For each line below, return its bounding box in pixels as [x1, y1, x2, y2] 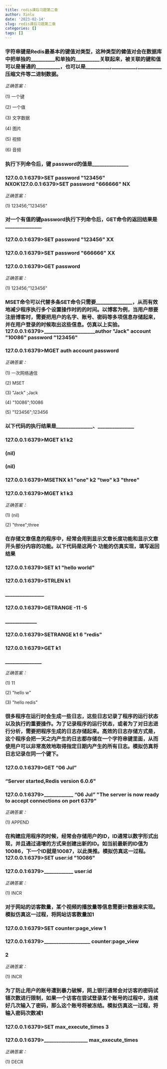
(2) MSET [5, 380, 25, 386]
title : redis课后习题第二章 [5, 7, 58, 13]
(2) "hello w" [5, 690, 31, 696]
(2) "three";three [5, 521, 39, 527]
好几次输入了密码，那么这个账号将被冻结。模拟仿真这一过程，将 [5, 1002, 159, 1009]
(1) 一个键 [5, 94, 25, 100]
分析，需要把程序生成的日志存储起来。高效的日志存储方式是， [10, 728, 159, 735]
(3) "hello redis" [5, 699, 38, 705]
